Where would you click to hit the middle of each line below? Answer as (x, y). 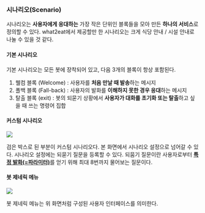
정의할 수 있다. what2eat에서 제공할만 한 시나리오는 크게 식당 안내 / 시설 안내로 (100, 32)
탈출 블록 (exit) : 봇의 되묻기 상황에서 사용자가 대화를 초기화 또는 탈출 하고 (102, 98)
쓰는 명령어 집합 (47, 105)
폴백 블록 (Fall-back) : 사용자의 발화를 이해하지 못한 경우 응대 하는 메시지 (101, 90)
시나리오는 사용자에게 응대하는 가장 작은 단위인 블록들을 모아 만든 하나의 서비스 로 (102, 24)
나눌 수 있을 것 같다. (30, 39)
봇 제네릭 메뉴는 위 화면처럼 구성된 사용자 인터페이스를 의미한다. (82, 203)
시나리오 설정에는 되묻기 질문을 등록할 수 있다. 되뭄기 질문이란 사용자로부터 (103, 154)
